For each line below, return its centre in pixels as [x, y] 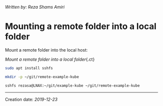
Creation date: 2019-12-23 [31, 99]
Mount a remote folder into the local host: [46, 50]
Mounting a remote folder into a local [81, 26]
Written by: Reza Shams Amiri [35, 7]
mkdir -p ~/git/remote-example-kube [42, 77]
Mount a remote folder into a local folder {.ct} [50, 59]
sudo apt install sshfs [29, 68]
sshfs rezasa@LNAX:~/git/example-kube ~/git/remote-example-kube [72, 86]
